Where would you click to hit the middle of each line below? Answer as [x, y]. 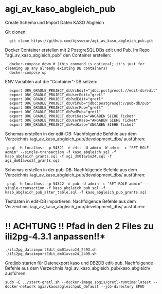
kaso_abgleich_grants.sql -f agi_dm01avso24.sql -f [58, 156]
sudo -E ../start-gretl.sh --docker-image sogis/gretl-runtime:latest [78, 282]
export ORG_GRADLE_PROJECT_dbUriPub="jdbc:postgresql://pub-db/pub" [80, 103]
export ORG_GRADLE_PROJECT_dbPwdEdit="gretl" [56, 99]
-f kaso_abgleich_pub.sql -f [76, 188]
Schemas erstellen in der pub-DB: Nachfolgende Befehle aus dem [71, 170]
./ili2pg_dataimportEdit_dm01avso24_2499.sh [51, 254]
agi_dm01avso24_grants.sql [32, 160]
